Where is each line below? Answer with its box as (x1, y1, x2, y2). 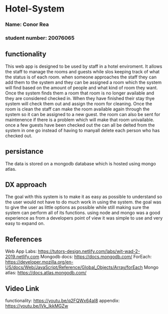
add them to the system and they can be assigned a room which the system (5, 79, 162, 85)
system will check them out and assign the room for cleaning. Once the (5, 100, 152, 107)
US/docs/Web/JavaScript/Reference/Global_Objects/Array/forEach (5, 264, 143, 270)
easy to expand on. (5, 221, 45, 227)
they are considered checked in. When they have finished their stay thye (5, 95, 155, 101)
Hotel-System (5, 3, 65, 15)
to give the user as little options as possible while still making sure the (5, 204, 149, 211)
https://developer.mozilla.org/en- (5, 259, 74, 265)
